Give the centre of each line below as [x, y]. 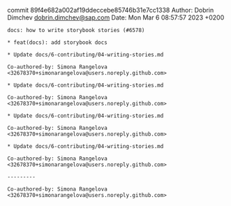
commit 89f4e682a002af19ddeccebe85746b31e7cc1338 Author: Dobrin [111, 10]
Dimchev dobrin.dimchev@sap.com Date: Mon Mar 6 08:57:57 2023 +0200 [116, 17]
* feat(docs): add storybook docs [58, 43]
